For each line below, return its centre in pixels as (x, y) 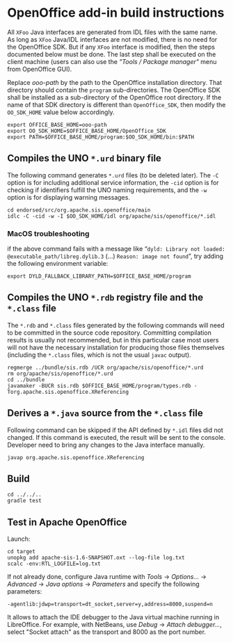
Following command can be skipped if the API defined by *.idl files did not (115, 430)
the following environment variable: (58, 264)
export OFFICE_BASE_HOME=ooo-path (57, 125)
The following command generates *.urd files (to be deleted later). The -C (113, 175)
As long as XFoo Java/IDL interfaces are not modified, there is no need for (112, 39)
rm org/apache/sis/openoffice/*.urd (60, 374)
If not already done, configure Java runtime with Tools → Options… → (107, 577)
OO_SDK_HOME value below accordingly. (61, 112)
